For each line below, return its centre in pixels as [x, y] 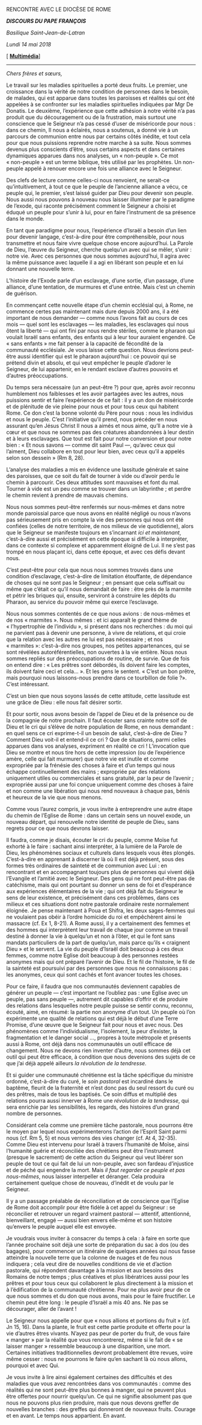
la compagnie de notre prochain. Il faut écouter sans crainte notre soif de [97, 720]
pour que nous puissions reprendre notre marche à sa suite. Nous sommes [99, 143]
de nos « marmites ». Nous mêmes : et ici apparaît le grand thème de [92, 620]
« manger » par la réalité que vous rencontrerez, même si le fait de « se [95, 1340]
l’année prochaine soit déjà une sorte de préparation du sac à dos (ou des [98, 1245]
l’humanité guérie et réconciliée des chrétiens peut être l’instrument [90, 1151]
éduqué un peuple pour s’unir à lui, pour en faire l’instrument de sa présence [101, 212]
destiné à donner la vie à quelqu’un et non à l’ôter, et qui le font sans [91, 936]
